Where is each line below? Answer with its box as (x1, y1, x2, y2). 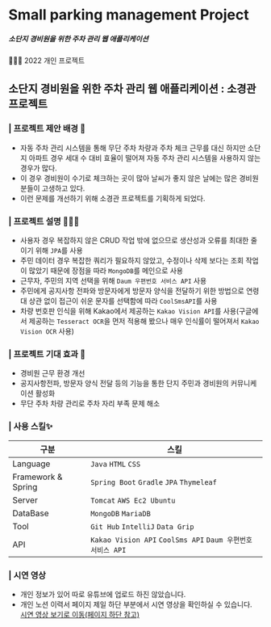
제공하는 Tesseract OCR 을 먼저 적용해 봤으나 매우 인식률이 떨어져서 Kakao (28, 317, 260, 326)
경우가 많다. (19, 163, 58, 173)
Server (12, 494, 38, 506)
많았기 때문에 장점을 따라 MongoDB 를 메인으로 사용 (28, 266, 184, 276)
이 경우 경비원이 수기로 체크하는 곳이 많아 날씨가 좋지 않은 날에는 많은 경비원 (19, 173, 260, 183)
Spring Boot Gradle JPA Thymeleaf (90, 478, 218, 486)
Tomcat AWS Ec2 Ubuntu (90, 495, 176, 505)
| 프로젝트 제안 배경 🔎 (8, 123, 86, 134)
